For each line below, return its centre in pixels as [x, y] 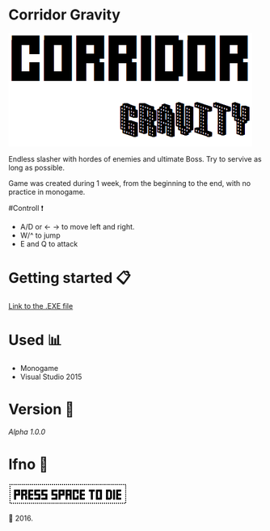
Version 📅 [42, 409]
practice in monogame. [47, 192]
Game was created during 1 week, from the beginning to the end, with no [130, 183]
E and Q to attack [49, 243]
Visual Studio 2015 [51, 377]
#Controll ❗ [26, 208]
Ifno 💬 [28, 464]
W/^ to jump [40, 235]
